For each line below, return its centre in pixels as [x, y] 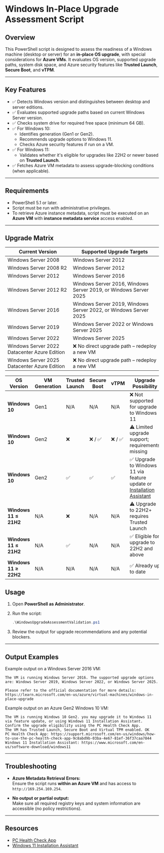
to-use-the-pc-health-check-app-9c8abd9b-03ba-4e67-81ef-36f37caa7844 [78, 738]
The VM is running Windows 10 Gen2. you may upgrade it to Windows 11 [78, 717]
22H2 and [141, 549]
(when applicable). [31, 171]
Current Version [38, 252]
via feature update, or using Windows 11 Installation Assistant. [74, 721]
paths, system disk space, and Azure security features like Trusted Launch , [81, 65]
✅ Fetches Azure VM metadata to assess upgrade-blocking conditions [83, 165]
